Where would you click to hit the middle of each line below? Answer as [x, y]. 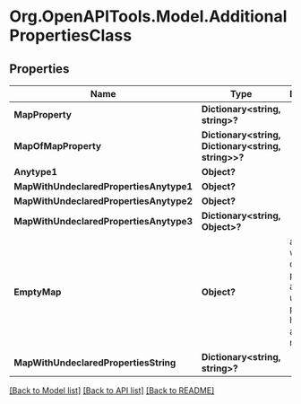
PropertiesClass [71, 35]
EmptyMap [38, 292]
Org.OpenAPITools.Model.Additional [148, 17]
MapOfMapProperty [57, 146]
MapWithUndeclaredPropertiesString [95, 363]
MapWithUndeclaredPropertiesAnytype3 [103, 221]
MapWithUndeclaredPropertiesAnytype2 [103, 201]
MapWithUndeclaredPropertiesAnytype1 [103, 186]
